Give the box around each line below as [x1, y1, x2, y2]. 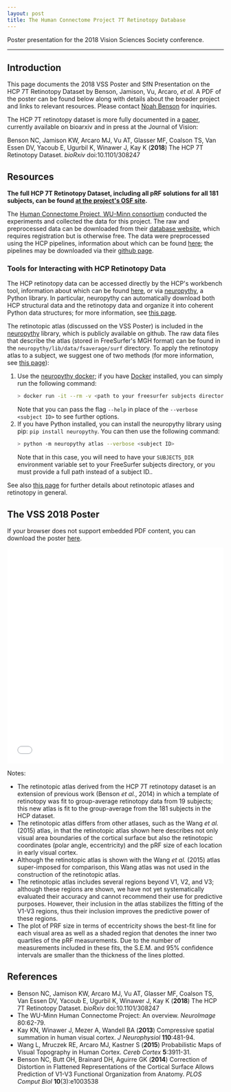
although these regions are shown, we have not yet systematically [16, 884, 205, 893]
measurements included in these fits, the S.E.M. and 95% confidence [16, 943, 214, 952]
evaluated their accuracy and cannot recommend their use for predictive [16, 892, 223, 900]
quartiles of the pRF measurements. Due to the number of [16, 936, 181, 944]
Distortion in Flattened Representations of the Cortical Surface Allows [16, 1062, 214, 1071]
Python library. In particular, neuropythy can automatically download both [7, 294, 215, 302]
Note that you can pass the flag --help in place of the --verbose [16, 405, 198, 414]
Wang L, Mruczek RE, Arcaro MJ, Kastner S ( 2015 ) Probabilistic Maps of [16, 1040, 222, 1049]
